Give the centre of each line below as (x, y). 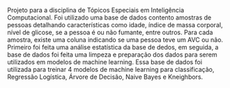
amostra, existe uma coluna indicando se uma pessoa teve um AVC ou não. (115, 40)
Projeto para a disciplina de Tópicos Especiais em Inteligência (96, 10)
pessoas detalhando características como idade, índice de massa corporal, (115, 25)
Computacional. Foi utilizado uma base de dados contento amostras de (109, 17)
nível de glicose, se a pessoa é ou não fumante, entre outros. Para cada (110, 32)
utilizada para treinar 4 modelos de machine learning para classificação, (111, 69)
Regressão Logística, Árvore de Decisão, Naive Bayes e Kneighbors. (105, 77)
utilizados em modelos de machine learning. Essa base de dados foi (105, 62)
